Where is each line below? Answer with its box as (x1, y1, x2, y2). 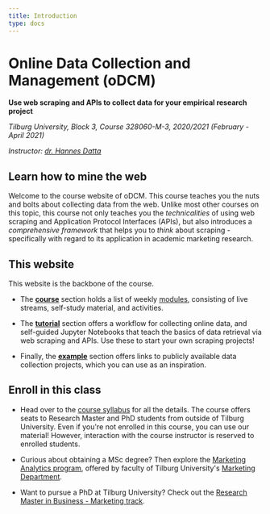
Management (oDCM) (8, 71, 156, 90)
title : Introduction (8, 11, 78, 20)
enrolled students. (19, 439, 81, 449)
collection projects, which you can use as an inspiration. (19, 360, 207, 370)
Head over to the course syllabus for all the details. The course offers (19, 404, 251, 414)
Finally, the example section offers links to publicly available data (19, 352, 237, 361)
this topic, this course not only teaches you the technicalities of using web (8, 208, 255, 218)
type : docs (8, 19, 45, 27)
